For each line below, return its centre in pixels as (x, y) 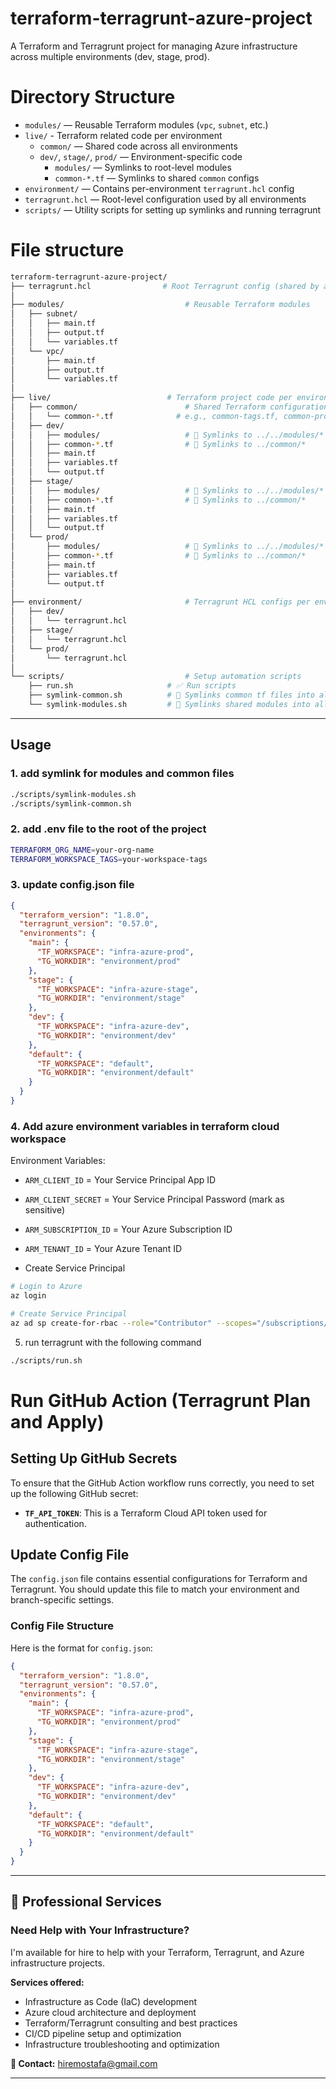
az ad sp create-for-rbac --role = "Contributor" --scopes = (133, 1323)
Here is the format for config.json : (81, 1648)
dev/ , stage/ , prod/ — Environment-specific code (141, 156)
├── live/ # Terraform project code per (151, 398)
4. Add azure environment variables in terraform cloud (145, 1126)
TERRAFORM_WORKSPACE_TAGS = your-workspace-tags (109, 859)
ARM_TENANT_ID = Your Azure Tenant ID (103, 1249)
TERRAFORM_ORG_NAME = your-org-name (82, 850)
